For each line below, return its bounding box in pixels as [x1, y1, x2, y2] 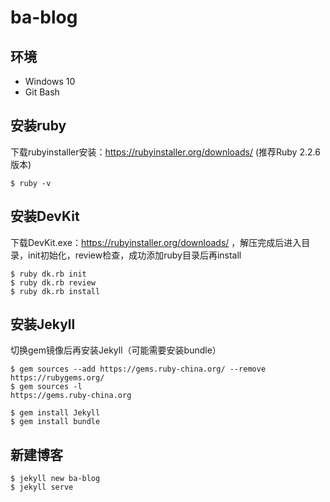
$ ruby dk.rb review [10, 277, 97, 288]
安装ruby [10, 117, 67, 135]
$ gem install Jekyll [10, 408, 101, 418]
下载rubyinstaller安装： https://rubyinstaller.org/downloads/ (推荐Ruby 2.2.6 [10, 146, 321, 158]
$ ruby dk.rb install [10, 286, 101, 296]
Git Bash [24, 86, 60, 98]
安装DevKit [10, 208, 80, 225]
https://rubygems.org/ [10, 373, 105, 383]
